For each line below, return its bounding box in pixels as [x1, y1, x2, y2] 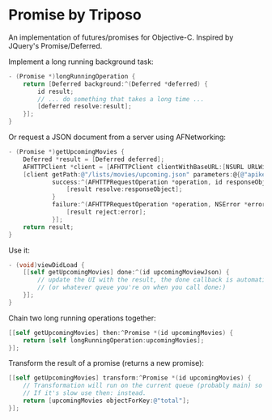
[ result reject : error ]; [66, 208, 147, 216]
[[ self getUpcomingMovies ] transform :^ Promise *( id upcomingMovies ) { [8, 374, 252, 382]
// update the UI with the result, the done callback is [37, 276, 233, 284]
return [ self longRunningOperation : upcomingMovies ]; [23, 336, 205, 345]
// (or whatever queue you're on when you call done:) [37, 283, 227, 292]
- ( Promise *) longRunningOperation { [8, 72, 136, 80]
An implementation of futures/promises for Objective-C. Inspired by [8, 32, 234, 42]
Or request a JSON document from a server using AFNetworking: [8, 132, 227, 142]
